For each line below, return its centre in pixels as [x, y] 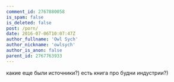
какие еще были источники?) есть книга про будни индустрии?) [87, 72]
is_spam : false [25, 17]
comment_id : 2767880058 [36, 12]
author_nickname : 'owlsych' [41, 45]
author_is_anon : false [34, 51]
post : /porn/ [22, 28]
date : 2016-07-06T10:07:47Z [41, 34]
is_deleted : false [29, 23]
